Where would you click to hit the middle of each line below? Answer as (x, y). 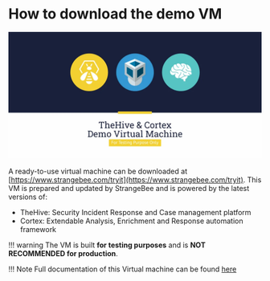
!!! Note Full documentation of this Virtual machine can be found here (123, 269)
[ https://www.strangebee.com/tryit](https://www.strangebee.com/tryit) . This (135, 179)
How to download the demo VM (115, 14)
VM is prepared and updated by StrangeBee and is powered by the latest (129, 188)
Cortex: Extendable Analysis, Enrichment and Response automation (131, 221)
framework (38, 229)
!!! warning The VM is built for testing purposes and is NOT (107, 245)
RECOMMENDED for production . (63, 253)
